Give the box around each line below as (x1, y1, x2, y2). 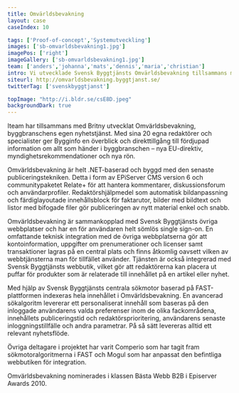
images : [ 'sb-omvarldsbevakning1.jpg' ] (7, 43, 126, 50)
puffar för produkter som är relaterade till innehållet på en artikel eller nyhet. (7, 270, 230, 279)
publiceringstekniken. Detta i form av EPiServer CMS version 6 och (7, 173, 203, 182)
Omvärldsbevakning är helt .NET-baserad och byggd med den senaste (7, 166, 215, 174)
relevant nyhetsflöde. (7, 329, 70, 338)
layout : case (7, 17, 46, 24)
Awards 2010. (7, 379, 48, 388)
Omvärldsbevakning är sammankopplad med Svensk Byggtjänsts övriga (7, 217, 218, 226)
